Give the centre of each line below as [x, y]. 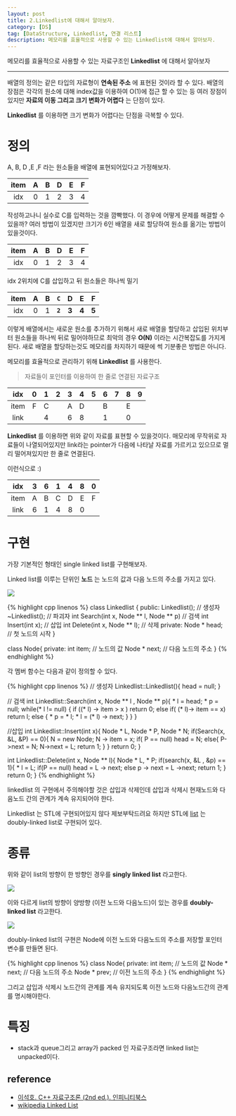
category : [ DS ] [29, 27]
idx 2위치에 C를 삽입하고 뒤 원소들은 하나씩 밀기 [73, 281]
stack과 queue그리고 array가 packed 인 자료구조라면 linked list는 [108, 1048]
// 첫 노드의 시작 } [32, 634]
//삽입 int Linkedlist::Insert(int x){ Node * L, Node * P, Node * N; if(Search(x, [116, 731]
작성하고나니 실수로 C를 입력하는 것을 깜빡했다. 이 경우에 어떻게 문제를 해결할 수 [116, 215]
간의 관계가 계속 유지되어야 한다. [70, 798]
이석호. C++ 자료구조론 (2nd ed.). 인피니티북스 [82, 1097]
